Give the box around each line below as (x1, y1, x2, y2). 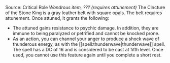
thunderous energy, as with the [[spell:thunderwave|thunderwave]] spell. (12, 41, 165, 47)
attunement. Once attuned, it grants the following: (5, 15, 109, 21)
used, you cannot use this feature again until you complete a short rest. (12, 52, 162, 58)
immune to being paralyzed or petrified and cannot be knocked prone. (12, 30, 160, 36)
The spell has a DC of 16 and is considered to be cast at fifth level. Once (12, 47, 163, 52)
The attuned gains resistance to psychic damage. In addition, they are (12, 25, 159, 31)
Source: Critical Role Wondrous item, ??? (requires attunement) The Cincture (5, 5, 165, 10)
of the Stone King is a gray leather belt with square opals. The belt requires (5, 10, 162, 16)
